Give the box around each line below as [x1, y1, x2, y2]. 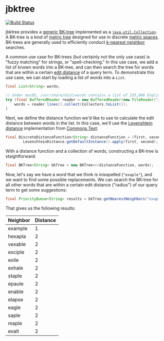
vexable [8, 241, 26, 248]
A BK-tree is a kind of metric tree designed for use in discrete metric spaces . [5, 34, 159, 40]
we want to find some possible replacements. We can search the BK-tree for [5, 177, 159, 182]
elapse [8, 296, 23, 303]
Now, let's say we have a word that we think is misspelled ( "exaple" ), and [5, 171, 152, 177]
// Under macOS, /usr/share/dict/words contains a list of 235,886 [5, 92, 146, 98]
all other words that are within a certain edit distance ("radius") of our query [5, 181, 158, 188]
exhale [8, 264, 23, 271]
